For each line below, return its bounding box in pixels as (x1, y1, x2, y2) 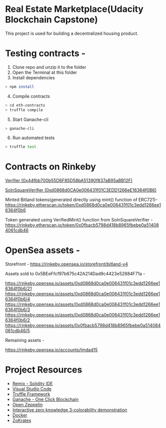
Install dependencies (12, 74, 55, 80)
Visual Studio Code (12, 386, 52, 392)
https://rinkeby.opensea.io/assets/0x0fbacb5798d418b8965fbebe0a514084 (5, 322, 161, 328)
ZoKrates (12, 418, 31, 424)
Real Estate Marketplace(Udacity (5, 3, 144, 15)
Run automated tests (12, 135, 55, 141)
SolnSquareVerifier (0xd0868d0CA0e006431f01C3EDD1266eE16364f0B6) (5, 187, 157, 193)
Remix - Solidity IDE (12, 380, 53, 387)
